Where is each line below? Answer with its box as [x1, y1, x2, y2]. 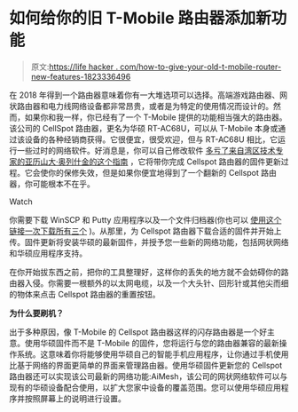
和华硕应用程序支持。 [9, 248, 87, 258]
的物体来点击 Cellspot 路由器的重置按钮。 [9, 289, 161, 299]
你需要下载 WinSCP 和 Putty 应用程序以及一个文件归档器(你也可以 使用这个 [9, 214, 282, 225]
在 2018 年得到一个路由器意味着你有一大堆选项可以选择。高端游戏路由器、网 [9, 90, 288, 100]
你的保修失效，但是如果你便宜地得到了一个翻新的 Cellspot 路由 [47, 167, 277, 178]
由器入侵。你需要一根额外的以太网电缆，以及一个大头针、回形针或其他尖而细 [9, 277, 289, 289]
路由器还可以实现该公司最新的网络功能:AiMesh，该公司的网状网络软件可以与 [9, 370, 288, 382]
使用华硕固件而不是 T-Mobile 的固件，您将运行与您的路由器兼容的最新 [24, 337, 279, 348]
